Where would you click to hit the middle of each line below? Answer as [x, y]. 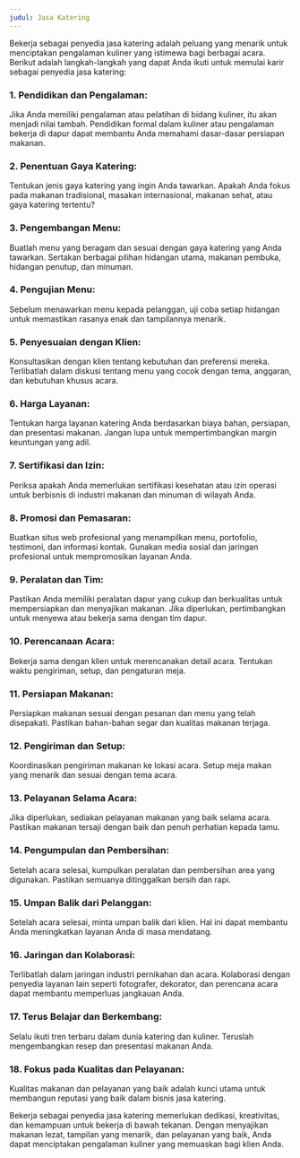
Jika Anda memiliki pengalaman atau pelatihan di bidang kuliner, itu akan [143, 114]
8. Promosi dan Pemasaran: [70, 518]
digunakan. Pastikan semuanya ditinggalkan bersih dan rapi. [120, 879]
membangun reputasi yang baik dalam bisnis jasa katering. [118, 1098]
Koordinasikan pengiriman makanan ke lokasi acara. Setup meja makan [140, 765]
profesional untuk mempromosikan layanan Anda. [101, 556]
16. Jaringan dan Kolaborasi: [73, 955]
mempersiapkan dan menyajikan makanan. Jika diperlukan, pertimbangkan [148, 609]
